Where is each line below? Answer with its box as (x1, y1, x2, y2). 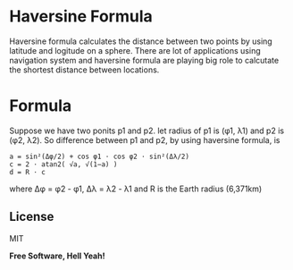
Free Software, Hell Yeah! (9, 250, 105, 261)
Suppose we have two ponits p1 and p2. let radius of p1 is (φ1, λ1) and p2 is (9, 125, 284, 136)
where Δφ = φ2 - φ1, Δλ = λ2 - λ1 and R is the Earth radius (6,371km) (9, 183, 263, 194)
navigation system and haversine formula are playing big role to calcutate (9, 55, 280, 65)
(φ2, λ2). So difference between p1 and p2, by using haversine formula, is (9, 134, 280, 145)
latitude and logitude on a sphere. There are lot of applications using (9, 45, 261, 55)
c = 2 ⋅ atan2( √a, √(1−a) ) (9, 159, 118, 169)
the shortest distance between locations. (9, 64, 160, 75)
